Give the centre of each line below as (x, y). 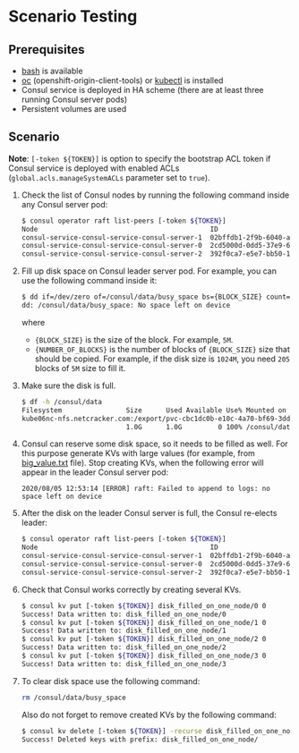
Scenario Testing (73, 17)
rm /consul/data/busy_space (73, 698)
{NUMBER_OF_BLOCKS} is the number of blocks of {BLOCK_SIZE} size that (162, 349)
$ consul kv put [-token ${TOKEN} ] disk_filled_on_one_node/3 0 (144, 656)
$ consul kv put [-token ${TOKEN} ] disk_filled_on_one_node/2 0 (144, 639)
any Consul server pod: (64, 204)
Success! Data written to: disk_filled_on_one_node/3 (124, 664)
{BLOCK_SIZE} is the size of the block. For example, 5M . (134, 339)
